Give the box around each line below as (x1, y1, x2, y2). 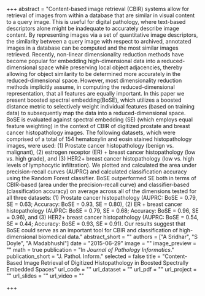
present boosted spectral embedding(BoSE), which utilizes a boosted (6, 96, 182, 104)
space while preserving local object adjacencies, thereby (38, 64, 183, 71)
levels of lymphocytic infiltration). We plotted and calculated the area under (6, 162, 197, 169)
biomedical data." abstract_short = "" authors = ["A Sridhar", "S (38, 233, 198, 240)
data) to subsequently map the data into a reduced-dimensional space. (6, 110, 186, 116)
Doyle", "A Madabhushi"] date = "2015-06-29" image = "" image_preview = (6, 240, 197, 247)
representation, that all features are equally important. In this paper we (6, 90, 185, 97)
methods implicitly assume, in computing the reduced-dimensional (6, 83, 175, 91)
